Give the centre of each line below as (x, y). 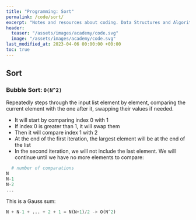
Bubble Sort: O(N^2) (34, 90)
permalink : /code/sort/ (35, 17)
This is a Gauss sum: (31, 201)
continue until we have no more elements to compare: (79, 157)
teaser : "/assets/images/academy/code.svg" (65, 33)
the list (22, 145)
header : (15, 28)
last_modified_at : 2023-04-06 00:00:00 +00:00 (64, 44)
